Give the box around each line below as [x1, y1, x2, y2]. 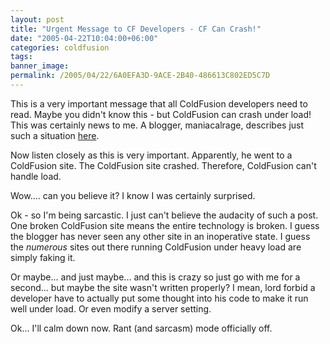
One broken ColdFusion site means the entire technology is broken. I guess [10, 219, 320, 231]
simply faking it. [10, 251, 76, 263]
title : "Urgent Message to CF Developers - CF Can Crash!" [10, 24, 262, 34]
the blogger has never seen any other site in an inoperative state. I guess [10, 230, 311, 242]
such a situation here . [10, 129, 100, 141]
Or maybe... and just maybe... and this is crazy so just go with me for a [10, 271, 301, 283]
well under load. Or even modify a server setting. [10, 302, 212, 315]
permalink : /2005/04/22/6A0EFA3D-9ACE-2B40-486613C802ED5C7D [10, 71, 271, 81]
